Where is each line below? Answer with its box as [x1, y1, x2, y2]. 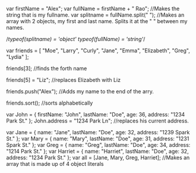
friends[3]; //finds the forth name [6, 65, 87, 72]
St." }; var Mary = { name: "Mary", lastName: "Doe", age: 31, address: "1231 [6, 135, 189, 142]
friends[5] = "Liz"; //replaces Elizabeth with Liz [6, 77, 121, 83]
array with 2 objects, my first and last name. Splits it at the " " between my [6, 18, 188, 24]
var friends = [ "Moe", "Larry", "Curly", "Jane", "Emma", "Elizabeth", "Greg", [6, 47, 190, 54]
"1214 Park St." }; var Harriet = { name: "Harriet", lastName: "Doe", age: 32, [6, 148, 189, 155]
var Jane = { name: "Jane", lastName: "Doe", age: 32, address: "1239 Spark [6, 129, 190, 136]
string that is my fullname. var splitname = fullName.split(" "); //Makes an [6, 11, 185, 18]
